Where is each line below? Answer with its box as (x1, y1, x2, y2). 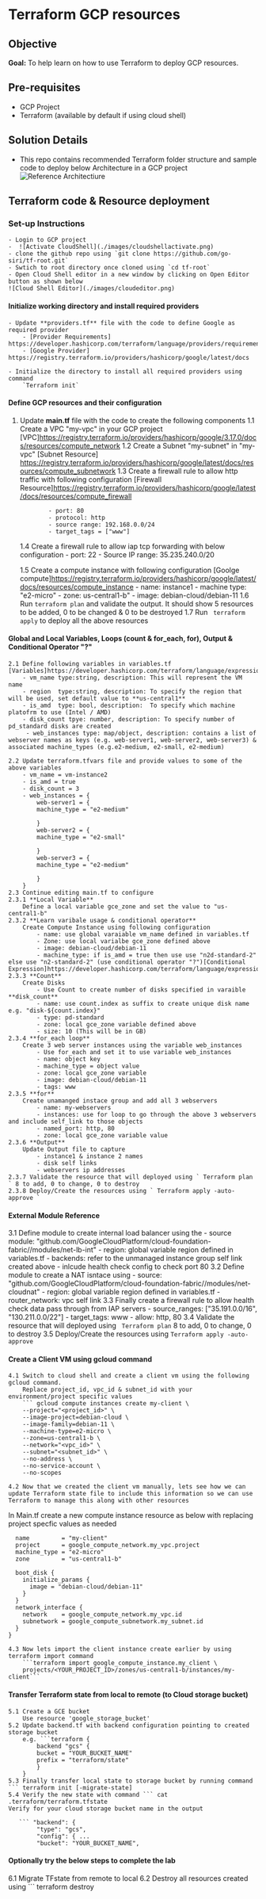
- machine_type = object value (36, 1062, 140, 1070)
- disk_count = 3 (22, 785, 80, 793)
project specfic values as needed (8, 1519, 117, 1529)
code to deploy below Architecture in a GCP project (19, 162, 188, 172)
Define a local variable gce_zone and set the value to (22, 902, 211, 911)
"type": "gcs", (36, 1825, 87, 1833)
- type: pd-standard (36, 1013, 104, 1022)
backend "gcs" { (36, 1742, 90, 1750)
